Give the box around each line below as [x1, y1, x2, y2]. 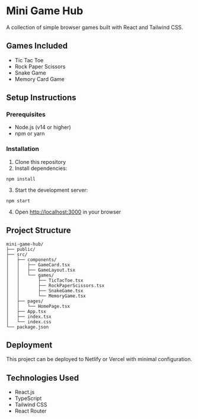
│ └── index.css [6, 318, 52, 325]
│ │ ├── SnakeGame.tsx [6, 288, 84, 294]
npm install [6, 176, 36, 182]
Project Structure [6, 225, 71, 236]
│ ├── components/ [6, 256, 58, 263]
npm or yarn [14, 130, 45, 137]
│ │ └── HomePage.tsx [6, 303, 70, 309]
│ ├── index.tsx [6, 314, 52, 320]
